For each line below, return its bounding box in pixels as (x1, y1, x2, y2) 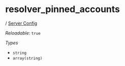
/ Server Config (5, 20, 37, 26)
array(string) (12, 55, 43, 61)
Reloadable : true (5, 30, 41, 36)
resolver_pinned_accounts (5, 4, 120, 15)
